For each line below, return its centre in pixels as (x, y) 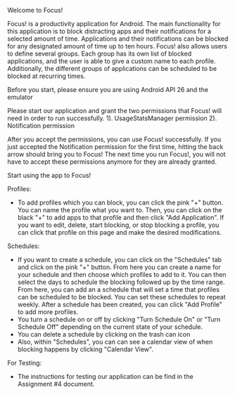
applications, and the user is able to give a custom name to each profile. (112, 61)
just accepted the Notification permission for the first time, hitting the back (115, 147)
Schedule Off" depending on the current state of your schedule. (110, 327)
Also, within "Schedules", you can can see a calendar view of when (115, 342)
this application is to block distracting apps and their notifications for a (109, 31)
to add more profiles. (48, 312)
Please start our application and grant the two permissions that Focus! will (115, 111)
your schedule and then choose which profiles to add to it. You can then (122, 274)
